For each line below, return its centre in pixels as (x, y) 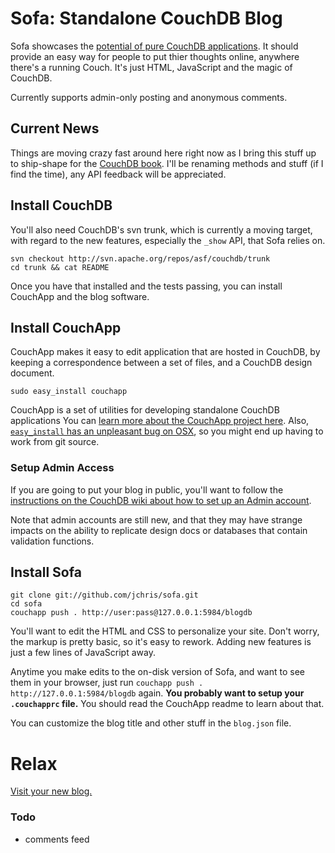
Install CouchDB (61, 205)
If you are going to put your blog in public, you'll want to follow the (147, 489)
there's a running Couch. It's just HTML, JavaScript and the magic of (151, 67)
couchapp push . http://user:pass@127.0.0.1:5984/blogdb (131, 613)
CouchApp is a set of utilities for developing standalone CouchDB (145, 410)
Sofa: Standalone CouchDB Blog (146, 18)
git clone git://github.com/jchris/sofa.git (104, 595)
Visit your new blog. (51, 791)
